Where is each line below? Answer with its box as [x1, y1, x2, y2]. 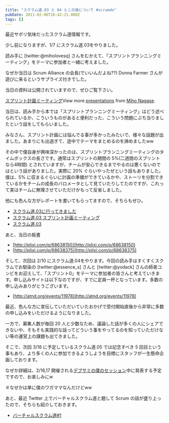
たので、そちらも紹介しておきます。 [5, 402, 80, 408]
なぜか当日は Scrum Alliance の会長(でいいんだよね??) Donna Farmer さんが [5, 70, 163, 76]
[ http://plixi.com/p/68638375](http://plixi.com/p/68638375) [12, 247, 137, 253]
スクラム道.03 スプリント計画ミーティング [12, 215, 100, 221]
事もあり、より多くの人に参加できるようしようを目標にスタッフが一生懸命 [5, 350, 160, 357]
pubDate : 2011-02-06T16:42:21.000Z [5, 12, 80, 17]
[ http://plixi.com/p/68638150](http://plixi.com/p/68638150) [12, 242, 136, 248]
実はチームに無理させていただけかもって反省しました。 [9, 187, 125, 193]
